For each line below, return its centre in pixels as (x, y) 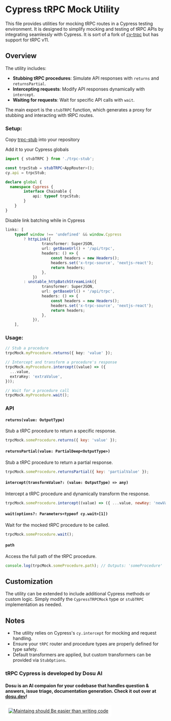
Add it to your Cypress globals (37, 150)
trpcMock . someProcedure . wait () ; (39, 534)
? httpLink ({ (37, 239)
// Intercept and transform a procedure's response (61, 362)
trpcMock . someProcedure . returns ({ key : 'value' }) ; (61, 440)
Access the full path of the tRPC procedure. (51, 556)
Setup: (14, 128)
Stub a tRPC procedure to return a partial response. (59, 462)
